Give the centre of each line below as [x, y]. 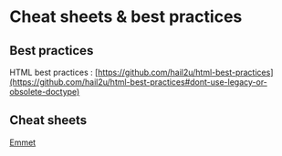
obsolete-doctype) [45, 92]
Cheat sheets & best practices [126, 17]
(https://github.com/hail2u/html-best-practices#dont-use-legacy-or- [138, 82]
